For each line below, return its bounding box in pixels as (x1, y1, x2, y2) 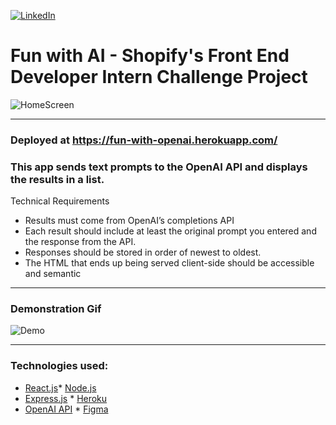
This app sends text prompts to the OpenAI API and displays (10, 160, 308, 174)
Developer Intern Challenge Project (10, 66, 308, 89)
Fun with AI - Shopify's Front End (10, 45, 290, 67)
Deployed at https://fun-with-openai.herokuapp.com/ (10, 133, 278, 147)
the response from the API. (24, 236, 137, 248)
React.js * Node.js (24, 381, 97, 394)
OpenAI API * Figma (24, 403, 109, 415)
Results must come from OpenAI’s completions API (24, 215, 235, 227)
